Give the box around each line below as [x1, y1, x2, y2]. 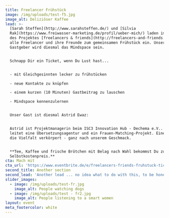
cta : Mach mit [5, 158, 35, 164]
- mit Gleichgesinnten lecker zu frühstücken [10, 71, 107, 77]
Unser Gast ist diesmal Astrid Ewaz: [10, 113, 89, 118]
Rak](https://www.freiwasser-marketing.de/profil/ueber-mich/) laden [10, 31, 158, 36]
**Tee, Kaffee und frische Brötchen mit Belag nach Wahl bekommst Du [10, 149, 158, 154]
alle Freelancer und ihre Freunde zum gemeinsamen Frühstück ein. [10, 40, 152, 45]
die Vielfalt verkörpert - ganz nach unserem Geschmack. [10, 135, 132, 140]
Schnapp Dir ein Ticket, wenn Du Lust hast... [10, 58, 109, 63]
